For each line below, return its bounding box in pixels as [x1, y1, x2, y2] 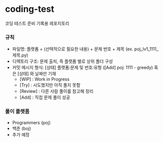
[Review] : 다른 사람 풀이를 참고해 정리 [19, 88, 94, 94]
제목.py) [12, 52, 28, 58]
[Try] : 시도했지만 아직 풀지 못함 [19, 82, 81, 88]
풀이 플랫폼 [5, 108, 30, 115]
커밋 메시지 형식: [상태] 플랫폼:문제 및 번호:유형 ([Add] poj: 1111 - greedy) [12, 65, 153, 71]
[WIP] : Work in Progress [19, 76, 70, 82]
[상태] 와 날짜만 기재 [17, 71, 56, 77]
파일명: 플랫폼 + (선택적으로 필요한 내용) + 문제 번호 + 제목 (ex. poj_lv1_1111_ [12, 46, 159, 52]
